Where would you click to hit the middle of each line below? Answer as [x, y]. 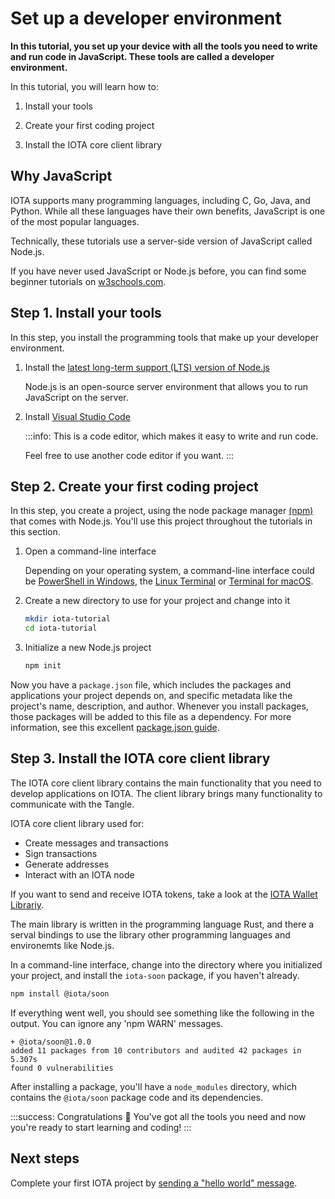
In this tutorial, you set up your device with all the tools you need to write [164, 46]
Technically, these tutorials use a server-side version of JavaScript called [161, 241]
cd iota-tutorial [61, 628]
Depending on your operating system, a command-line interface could [169, 571]
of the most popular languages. [75, 221]
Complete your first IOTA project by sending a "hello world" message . [154, 1183]
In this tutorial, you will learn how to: [84, 86]
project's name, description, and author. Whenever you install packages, [159, 706]
